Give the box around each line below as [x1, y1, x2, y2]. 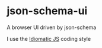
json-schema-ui [7, 4, 88, 18]
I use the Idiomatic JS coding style [7, 35, 91, 42]
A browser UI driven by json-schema [7, 24, 97, 31]
